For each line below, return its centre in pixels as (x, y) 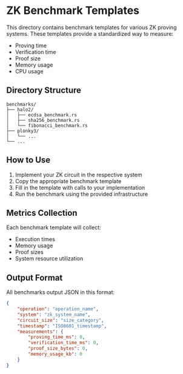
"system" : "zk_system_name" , (54, 315)
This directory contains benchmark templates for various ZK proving (91, 27)
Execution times (35, 239)
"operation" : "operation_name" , (58, 309)
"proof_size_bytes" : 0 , (58, 349)
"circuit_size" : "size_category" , (61, 320)
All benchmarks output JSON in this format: (61, 292)
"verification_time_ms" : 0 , (63, 343)
